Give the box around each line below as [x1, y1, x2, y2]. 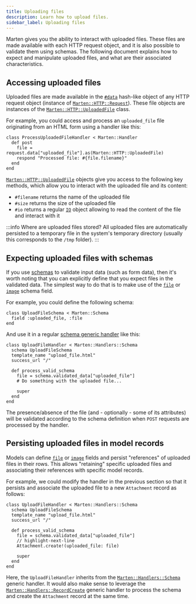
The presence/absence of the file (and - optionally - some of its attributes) [6, 409, 187, 416]
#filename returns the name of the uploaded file [14, 193, 130, 200]
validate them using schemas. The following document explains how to [6, 48, 178, 55]
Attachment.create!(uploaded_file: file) [16, 543, 119, 549]
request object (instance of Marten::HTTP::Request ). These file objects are [6, 99, 185, 106]
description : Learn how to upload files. [6, 14, 109, 20]
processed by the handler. [6, 421, 69, 428]
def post [11, 140, 33, 146]
